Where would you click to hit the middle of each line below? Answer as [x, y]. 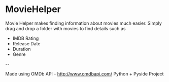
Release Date [26, 43]
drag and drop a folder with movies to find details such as [65, 28]
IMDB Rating [26, 38]
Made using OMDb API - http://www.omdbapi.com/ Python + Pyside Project [84, 73]
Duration [22, 49]
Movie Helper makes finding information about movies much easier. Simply [84, 23]
